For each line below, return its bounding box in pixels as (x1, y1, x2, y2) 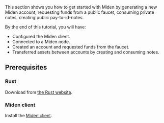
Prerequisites (5, 63, 47, 72)
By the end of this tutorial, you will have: (5, 24, 86, 30)
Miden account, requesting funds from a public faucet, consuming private (5, 9, 155, 15)
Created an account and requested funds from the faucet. (12, 44, 130, 49)
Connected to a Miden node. (12, 39, 70, 45)
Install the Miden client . (5, 112, 53, 118)
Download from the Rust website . (5, 89, 73, 95)
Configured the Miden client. (12, 34, 70, 39)
